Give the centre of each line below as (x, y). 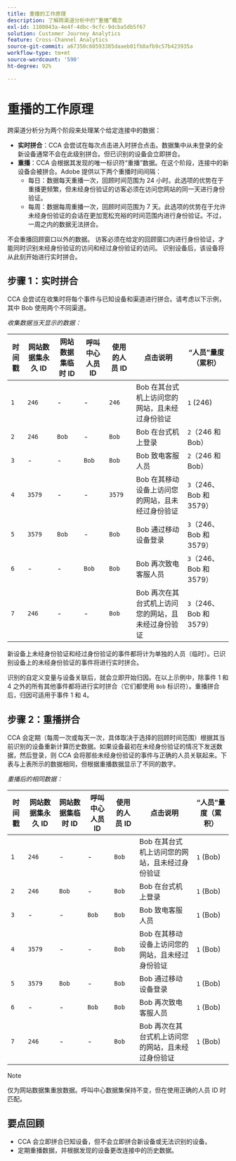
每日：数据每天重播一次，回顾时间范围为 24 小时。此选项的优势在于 (126, 180)
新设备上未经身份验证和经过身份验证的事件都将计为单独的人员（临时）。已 (113, 654)
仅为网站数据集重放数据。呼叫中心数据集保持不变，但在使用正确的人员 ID (113, 1090)
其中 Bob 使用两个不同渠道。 (49, 308)
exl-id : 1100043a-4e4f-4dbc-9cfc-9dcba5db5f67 (77, 27)
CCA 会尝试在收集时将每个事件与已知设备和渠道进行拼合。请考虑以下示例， (116, 299)
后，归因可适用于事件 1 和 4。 (50, 695)
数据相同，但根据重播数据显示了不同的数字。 (115, 764)
